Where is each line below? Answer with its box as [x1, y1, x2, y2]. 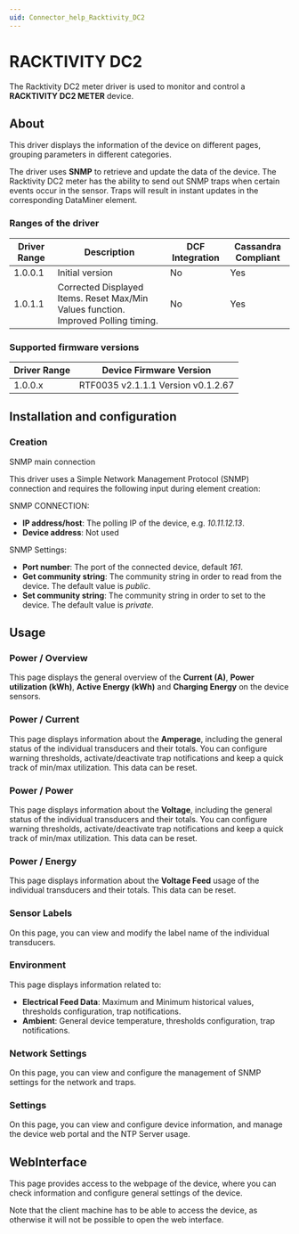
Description [84, 246, 135, 258]
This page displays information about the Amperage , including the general [9, 733, 283, 744]
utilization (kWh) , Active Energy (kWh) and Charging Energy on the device [9, 682, 289, 692]
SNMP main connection [9, 456, 96, 467]
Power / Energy [9, 854, 77, 867]
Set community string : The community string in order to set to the [21, 590, 266, 601]
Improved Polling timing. [57, 314, 158, 326]
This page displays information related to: [9, 979, 162, 990]
